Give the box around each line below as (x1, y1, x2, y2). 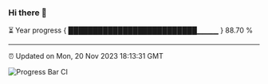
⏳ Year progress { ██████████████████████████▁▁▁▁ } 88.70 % (8, 25, 254, 35)
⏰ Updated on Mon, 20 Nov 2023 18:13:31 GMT (8, 52, 164, 61)
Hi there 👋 (8, 7, 48, 18)
